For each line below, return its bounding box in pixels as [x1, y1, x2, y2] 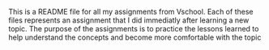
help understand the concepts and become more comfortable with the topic [8, 32, 262, 42]
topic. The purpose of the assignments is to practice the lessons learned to [8, 24, 259, 33]
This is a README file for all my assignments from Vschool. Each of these [8, 7, 254, 16]
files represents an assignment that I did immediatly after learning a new [8, 15, 250, 25]
